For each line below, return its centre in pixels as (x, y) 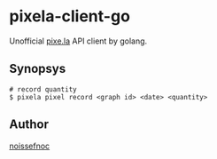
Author (29, 125)
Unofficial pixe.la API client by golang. (78, 41)
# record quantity (43, 89)
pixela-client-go (70, 16)
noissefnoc (30, 146)
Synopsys (38, 69)
